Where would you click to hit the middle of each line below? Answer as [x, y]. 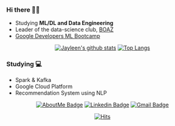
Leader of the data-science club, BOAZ [64, 29]
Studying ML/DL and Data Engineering [64, 23]
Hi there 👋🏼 [23, 10]
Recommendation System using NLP [61, 93]
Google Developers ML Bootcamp [58, 36]
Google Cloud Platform [44, 86]
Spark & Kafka [33, 80]
